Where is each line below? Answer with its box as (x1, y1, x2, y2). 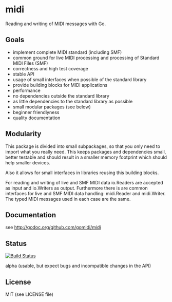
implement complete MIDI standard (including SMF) (12, 49, 122, 55)
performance (12, 87, 41, 93)
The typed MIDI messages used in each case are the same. (5, 196, 131, 202)
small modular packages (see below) (12, 104, 91, 110)
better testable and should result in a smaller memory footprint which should (5, 154, 167, 160)
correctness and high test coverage (12, 65, 88, 71)
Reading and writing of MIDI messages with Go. (5, 21, 106, 27)
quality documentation (12, 115, 61, 121)
